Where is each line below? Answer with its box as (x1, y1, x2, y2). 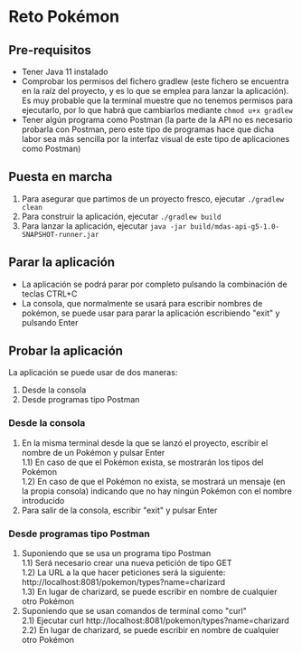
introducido (21, 495, 65, 506)
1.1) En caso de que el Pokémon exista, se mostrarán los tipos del (21, 457, 264, 468)
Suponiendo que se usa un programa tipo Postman (21, 548, 212, 559)
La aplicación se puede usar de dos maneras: (8, 367, 178, 378)
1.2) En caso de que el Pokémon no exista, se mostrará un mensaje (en (21, 476, 286, 487)
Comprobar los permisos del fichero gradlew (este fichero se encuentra (21, 76, 289, 87)
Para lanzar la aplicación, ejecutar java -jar (21, 220, 187, 232)
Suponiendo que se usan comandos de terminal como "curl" (21, 606, 248, 617)
